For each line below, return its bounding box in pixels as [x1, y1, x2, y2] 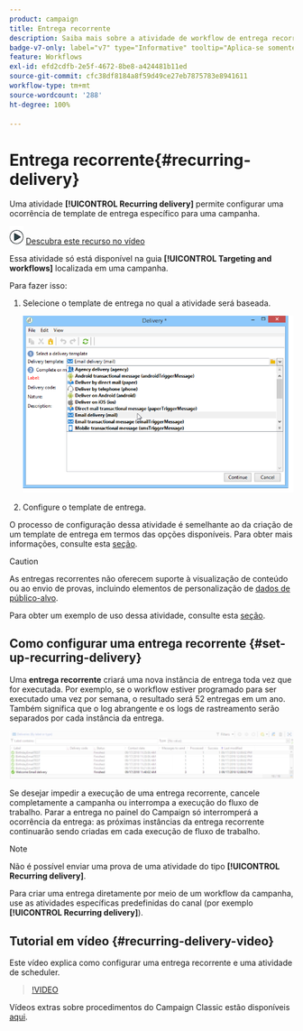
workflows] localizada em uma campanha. [9, 262, 169, 274]
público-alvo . [9, 592, 59, 603]
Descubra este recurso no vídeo [25, 235, 146, 247]
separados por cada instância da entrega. [9, 713, 165, 723]
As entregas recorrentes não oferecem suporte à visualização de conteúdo [9, 573, 289, 584]
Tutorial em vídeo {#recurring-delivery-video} [9, 934, 275, 949]
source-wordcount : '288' [9, 90, 103, 99]
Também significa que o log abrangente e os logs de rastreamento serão [9, 703, 280, 713]
